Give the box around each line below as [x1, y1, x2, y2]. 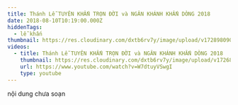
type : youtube [20, 70, 62, 77]
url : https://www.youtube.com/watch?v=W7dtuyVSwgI [20, 63, 173, 70]
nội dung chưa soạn [7, 89, 66, 98]
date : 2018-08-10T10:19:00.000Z [7, 17, 103, 24]
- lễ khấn [13, 30, 42, 38]
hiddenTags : [7, 23, 42, 31]
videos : [7, 43, 30, 50]
